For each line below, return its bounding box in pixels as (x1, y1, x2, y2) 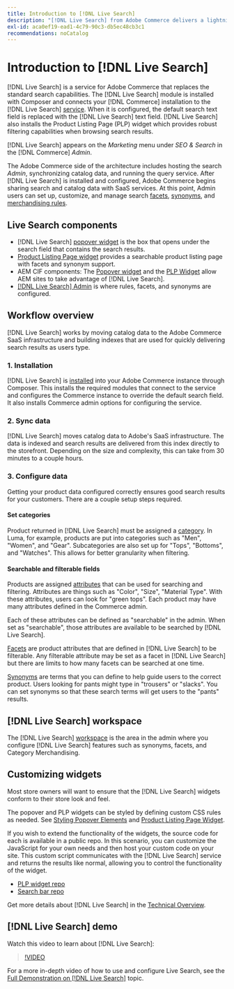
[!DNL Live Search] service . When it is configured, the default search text (7, 105, 217, 114)
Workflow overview (7, 310, 94, 322)
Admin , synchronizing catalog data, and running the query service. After (7, 169, 214, 178)
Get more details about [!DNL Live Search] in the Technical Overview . (7, 900, 206, 909)
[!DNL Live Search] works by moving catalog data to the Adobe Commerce (7, 328, 222, 336)
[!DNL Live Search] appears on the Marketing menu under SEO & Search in (7, 141, 223, 149)
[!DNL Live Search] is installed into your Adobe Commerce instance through (7, 376, 225, 385)
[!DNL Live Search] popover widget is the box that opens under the (17, 238, 210, 246)
